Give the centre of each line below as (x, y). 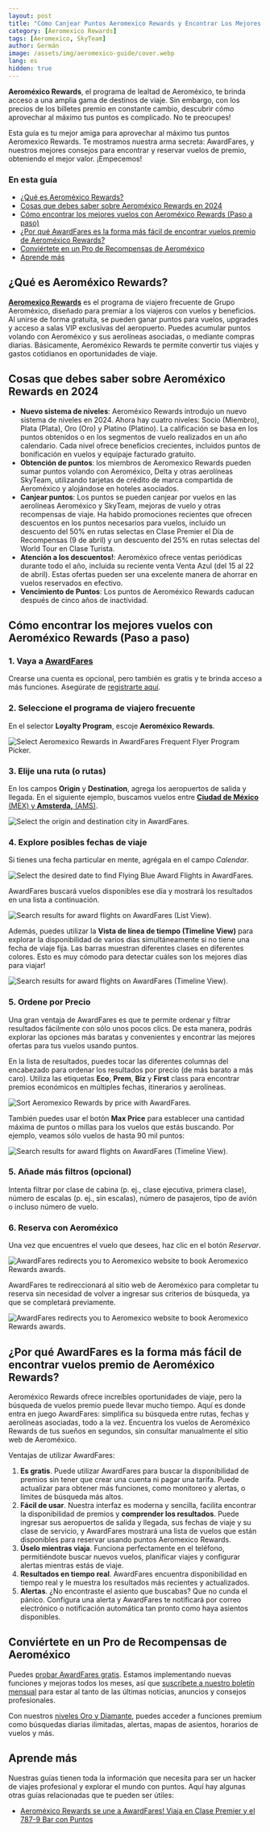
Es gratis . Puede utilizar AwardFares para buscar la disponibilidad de (135, 1471)
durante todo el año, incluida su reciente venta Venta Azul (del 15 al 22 (137, 566)
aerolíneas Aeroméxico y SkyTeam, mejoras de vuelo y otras (120, 505)
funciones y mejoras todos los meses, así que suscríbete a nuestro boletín (132, 1682)
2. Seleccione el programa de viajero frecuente (102, 708)
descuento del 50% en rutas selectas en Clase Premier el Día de (127, 531)
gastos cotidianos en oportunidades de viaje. (83, 353)
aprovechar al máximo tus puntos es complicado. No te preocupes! (120, 117)
